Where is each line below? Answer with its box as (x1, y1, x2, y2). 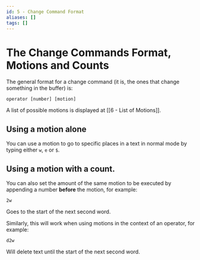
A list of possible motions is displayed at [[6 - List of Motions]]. (6, 107, 162, 114)
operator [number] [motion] (6, 96, 77, 102)
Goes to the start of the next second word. (6, 208, 111, 215)
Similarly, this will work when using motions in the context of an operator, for (6, 219, 195, 226)
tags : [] (6, 20, 28, 26)
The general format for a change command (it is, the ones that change (6, 78, 180, 86)
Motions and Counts (6, 58, 110, 72)
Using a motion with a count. (6, 164, 116, 174)
